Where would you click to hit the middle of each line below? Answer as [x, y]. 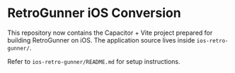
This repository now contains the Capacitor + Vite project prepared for [110, 33]
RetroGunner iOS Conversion [94, 13]
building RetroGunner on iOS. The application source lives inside [101, 40]
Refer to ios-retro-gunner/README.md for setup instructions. [94, 61]
